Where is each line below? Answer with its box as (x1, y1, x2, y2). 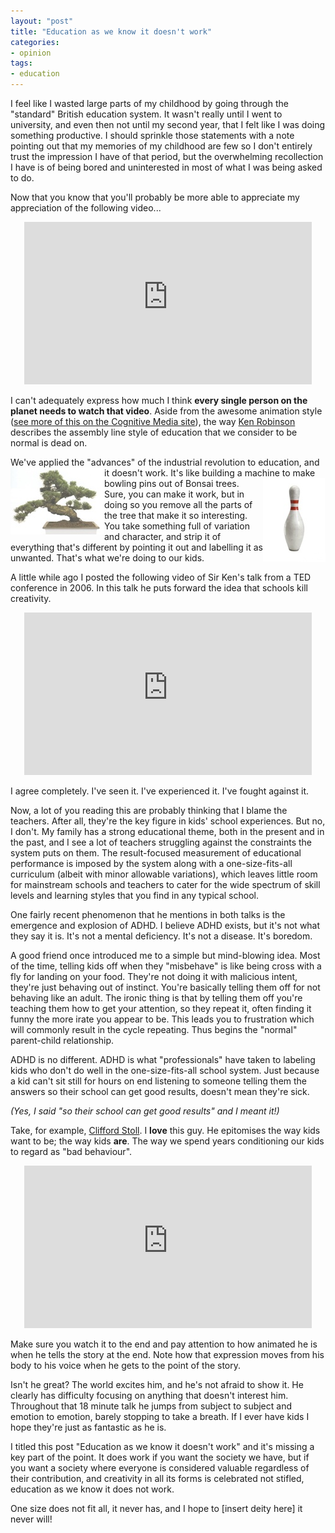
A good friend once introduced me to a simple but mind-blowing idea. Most (10, 950, 321, 961)
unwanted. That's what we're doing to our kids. (10, 552, 205, 564)
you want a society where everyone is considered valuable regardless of (10, 1462, 310, 1474)
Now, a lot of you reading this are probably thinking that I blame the (10, 805, 288, 816)
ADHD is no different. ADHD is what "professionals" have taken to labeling (10, 1054, 316, 1065)
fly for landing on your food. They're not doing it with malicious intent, (10, 971, 298, 982)
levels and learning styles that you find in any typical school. (10, 890, 259, 901)
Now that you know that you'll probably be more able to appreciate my (10, 191, 300, 203)
